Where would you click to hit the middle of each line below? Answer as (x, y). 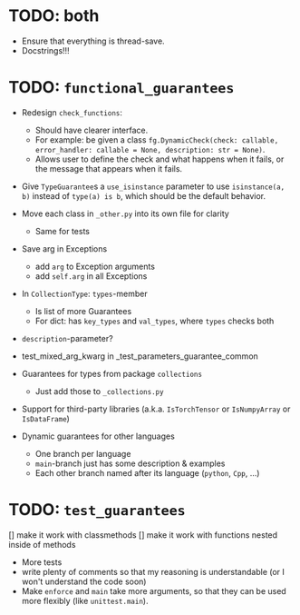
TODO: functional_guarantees (121, 88)
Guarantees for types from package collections (112, 373)
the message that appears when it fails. (109, 168)
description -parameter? (68, 338)
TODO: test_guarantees (97, 510)
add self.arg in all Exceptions (91, 276)
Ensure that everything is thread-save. (93, 41)
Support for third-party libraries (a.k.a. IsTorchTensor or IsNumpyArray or (156, 409)
